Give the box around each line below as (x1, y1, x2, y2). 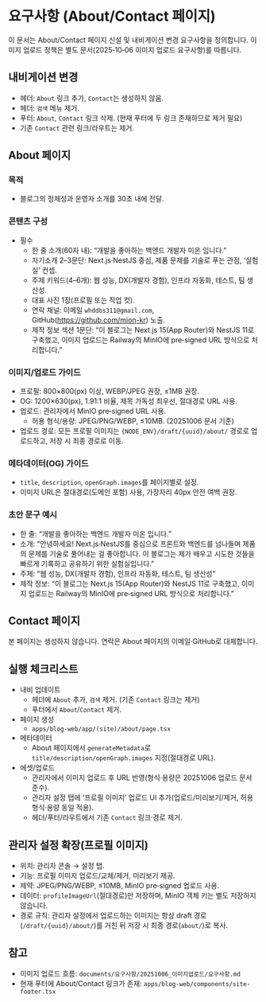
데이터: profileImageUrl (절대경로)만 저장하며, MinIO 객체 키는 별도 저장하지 (19, 891, 256, 900)
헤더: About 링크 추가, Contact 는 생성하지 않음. (19, 93, 164, 103)
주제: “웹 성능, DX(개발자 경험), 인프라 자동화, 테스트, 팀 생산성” (19, 568, 216, 578)
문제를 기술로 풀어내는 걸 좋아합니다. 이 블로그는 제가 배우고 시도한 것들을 (28, 548, 256, 558)
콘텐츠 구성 (8, 216, 48, 227)
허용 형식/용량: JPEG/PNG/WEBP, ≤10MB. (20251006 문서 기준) (31, 416, 234, 426)
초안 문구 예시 (8, 509, 58, 520)
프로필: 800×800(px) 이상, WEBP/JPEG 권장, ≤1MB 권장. (19, 387, 200, 396)
